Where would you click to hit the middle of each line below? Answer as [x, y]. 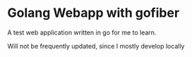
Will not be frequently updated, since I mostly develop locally [96, 46]
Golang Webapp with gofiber [94, 13]
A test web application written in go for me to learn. [82, 32]
